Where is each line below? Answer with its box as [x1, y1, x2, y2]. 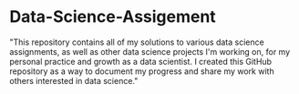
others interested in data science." [9, 75, 139, 86]
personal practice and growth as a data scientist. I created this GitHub [9, 56, 272, 67]
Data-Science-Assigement [9, 6, 216, 27]
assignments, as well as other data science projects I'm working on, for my [9, 46, 291, 57]
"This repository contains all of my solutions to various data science [9, 37, 264, 47]
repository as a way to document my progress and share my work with [9, 66, 275, 77]
